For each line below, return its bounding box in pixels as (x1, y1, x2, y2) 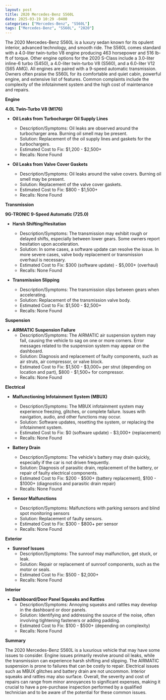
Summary (5, 637, 26, 643)
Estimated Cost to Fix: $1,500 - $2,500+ (19, 302, 102, 308)
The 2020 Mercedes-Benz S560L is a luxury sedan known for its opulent (5, 39, 154, 45)
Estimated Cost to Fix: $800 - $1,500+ (19, 187, 98, 193)
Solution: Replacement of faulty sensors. (19, 516, 103, 522)
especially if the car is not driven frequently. (19, 460, 110, 466)
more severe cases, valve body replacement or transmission (19, 252, 143, 258)
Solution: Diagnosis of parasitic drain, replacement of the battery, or (19, 465, 159, 471)
